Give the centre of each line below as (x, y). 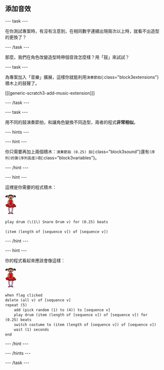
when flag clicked (24, 295)
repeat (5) (16, 305)
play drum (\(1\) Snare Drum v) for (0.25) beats (57, 222)
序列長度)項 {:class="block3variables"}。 (60, 158)
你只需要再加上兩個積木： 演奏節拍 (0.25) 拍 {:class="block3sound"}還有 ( (78, 152)
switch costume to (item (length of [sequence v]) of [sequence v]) (85, 325)
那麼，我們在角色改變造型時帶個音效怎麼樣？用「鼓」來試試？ (67, 57)
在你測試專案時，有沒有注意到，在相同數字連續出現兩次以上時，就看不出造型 (82, 31)
